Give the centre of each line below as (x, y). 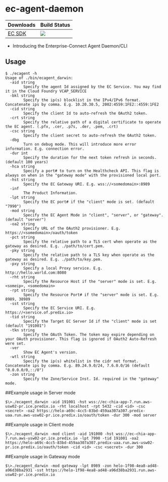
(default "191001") (26, 326)
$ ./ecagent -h (21, 73)
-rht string (22, 277)
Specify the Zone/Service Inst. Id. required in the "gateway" (91, 379)
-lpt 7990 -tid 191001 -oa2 (109, 438)
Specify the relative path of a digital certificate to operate (92, 122)
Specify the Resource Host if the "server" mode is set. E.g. (90, 281)
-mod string (22, 210)
